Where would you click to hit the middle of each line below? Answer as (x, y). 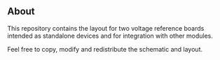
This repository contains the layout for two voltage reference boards (106, 28)
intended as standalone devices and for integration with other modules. (110, 36)
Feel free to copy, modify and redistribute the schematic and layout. (105, 49)
